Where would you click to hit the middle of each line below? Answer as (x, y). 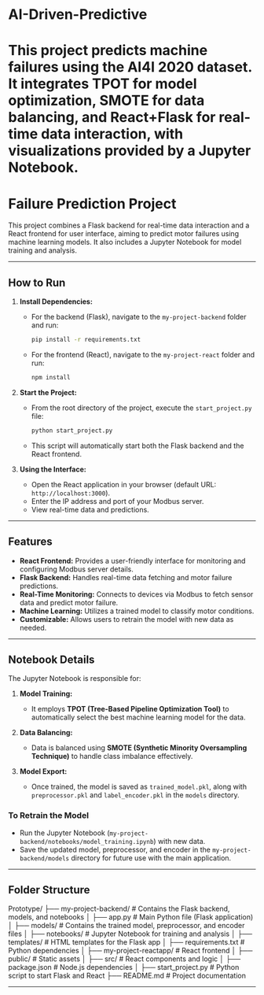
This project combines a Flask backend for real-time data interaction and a (129, 225)
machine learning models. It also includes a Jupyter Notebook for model (125, 242)
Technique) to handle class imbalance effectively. (112, 756)
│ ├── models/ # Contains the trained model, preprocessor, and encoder (126, 926)
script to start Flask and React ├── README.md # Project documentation (127, 976)
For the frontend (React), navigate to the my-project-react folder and (143, 355)
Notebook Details (51, 659)
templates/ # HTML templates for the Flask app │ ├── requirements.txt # (126, 942)
